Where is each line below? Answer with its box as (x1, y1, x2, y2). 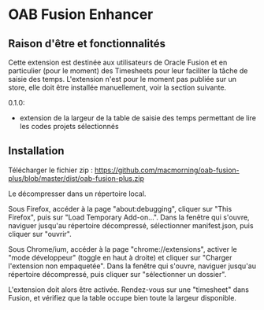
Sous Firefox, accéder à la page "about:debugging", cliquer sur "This (8, 204, 232, 213)
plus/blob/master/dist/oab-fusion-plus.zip (8, 173, 144, 183)
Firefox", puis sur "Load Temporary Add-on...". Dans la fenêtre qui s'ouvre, (8, 212, 250, 222)
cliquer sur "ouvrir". (8, 229, 73, 238)
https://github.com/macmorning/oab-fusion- (94, 165, 240, 175)
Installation (8, 144, 65, 158)
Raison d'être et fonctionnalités (8, 37, 166, 50)
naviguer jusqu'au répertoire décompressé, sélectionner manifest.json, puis (8, 220, 254, 230)
